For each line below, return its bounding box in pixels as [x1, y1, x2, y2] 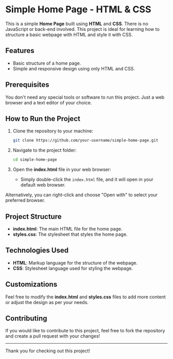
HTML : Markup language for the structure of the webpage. [12, 259, 138, 266]
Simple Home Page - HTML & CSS [5, 4, 151, 15]
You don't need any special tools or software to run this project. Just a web [5, 94, 165, 100]
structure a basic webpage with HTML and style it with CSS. [5, 31, 133, 37]
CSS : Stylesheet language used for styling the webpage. [12, 265, 133, 271]
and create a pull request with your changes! [5, 333, 100, 339]
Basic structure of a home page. [12, 60, 81, 66]
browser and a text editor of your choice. [5, 99, 92, 106]
